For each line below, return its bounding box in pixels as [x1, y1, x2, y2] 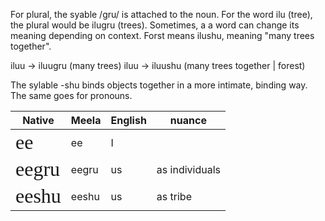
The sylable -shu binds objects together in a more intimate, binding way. [10, 79, 308, 91]
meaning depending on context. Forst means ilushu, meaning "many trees [10, 30, 315, 41]
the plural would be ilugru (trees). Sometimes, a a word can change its [10, 19, 300, 31]
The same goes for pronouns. [10, 90, 133, 101]
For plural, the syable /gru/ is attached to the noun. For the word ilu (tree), [10, 9, 313, 20]
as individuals [156, 162, 221, 176]
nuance [169, 114, 207, 127]
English [110, 114, 147, 127]
